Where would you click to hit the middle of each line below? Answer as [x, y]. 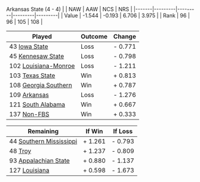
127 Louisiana [29, 170]
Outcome [94, 37]
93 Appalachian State [39, 161]
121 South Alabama [37, 104]
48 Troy [20, 151]
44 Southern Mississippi [43, 141]
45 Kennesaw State [37, 56]
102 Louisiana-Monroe [42, 66]
